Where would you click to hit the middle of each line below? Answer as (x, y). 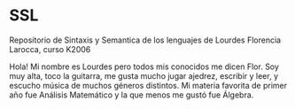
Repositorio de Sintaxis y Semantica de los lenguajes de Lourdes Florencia (145, 40)
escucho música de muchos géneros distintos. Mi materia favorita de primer (148, 85)
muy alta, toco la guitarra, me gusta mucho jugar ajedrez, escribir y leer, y (144, 75)
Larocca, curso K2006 (50, 49)
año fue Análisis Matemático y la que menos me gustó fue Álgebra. (132, 95)
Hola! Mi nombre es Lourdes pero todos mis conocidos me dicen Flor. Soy (144, 66)
